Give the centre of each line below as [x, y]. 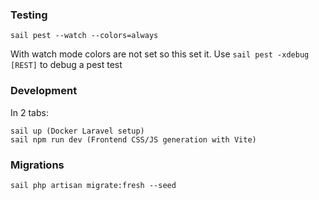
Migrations [37, 165]
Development [44, 91]
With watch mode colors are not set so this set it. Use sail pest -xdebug [160, 54]
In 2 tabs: [29, 112]
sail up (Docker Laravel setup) [77, 131]
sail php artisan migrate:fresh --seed [93, 185]
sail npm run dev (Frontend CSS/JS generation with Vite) [133, 139]
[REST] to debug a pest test [66, 65]
